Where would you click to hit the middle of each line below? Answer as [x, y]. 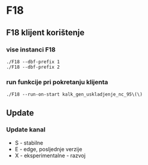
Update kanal [26, 130]
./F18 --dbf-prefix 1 [33, 62]
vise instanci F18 [31, 50]
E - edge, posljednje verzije [48, 149]
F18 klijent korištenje [45, 33]
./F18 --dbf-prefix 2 [33, 67]
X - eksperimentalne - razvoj [50, 155]
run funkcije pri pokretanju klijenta [57, 82]
